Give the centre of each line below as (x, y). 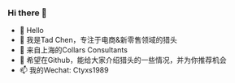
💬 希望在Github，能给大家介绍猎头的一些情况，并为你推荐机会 (123, 60)
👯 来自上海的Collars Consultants (73, 50)
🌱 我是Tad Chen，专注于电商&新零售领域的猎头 (98, 40)
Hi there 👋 (28, 13)
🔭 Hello (31, 31)
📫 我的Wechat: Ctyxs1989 (64, 70)
